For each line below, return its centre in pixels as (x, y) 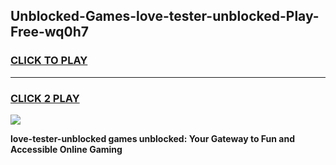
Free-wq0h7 (50, 32)
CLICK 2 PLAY (45, 98)
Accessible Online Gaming (66, 149)
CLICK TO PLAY (49, 61)
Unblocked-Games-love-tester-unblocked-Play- (165, 16)
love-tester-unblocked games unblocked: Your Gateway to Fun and (152, 138)
